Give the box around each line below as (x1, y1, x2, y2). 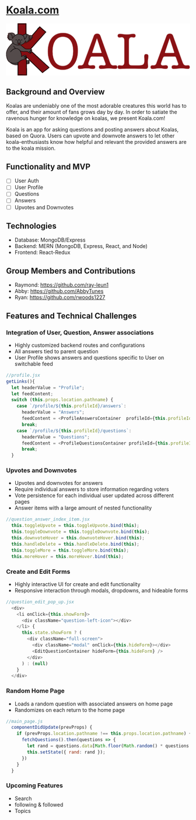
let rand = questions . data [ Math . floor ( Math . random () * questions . (27, 743, 192, 749)
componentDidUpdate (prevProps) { (11, 725, 93, 731)
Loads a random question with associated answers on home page (14, 700, 173, 707)
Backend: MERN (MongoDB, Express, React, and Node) (14, 243, 148, 250)
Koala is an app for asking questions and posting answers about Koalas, (6, 126, 179, 133)
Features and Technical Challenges (6, 311, 137, 321)
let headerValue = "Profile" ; (11, 384, 85, 391)
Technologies (6, 221, 57, 231)
